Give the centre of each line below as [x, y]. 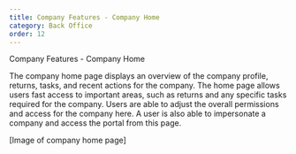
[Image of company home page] [68, 140]
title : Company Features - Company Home [85, 17]
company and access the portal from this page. [95, 123]
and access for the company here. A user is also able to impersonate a [138, 114]
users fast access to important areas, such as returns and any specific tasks [148, 95]
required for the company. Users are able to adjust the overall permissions [144, 104]
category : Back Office [51, 26]
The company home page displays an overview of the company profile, [139, 76]
